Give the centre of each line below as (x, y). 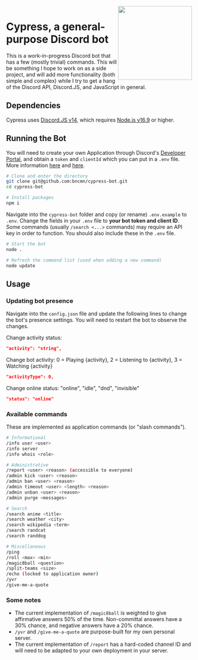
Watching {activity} (29, 366)
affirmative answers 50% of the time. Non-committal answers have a (98, 619)
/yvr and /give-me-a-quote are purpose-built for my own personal (95, 632)
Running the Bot (36, 138)
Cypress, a (33, 27)
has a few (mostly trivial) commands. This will (61, 62)
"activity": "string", (34, 349)
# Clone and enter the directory (47, 176)
